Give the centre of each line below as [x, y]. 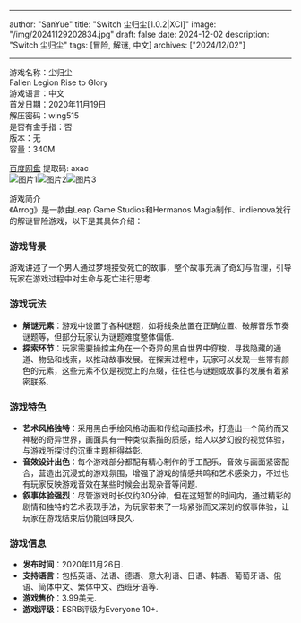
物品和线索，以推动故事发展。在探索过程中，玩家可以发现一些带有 [160, 359]
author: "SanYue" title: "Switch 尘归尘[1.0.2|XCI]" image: [113, 24]
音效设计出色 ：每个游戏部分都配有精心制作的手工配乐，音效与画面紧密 [152, 462]
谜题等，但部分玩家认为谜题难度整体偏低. [98, 336]
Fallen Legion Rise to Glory [59, 82]
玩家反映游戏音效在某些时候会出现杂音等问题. [114, 484]
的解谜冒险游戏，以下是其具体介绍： [76, 221]
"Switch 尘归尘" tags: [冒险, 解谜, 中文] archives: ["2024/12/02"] [128, 45]
